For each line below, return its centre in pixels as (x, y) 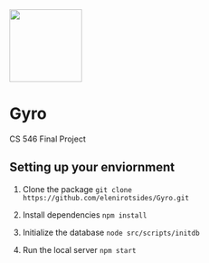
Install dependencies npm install (85, 214)
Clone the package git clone (77, 189)
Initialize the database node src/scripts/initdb (111, 232)
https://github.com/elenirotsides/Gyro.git (106, 198)
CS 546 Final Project (47, 139)
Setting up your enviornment (92, 167)
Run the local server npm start (79, 249)
